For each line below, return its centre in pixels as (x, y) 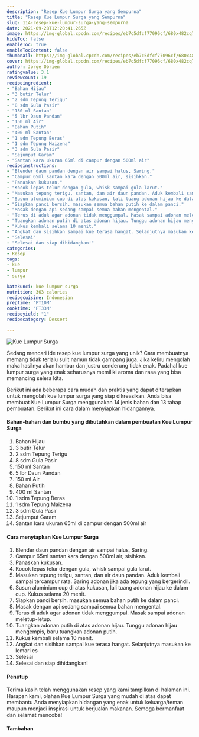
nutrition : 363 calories (37, 292)
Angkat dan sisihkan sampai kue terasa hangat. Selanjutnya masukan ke (103, 644)
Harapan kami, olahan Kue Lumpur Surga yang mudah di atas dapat (89, 696)
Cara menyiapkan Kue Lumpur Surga (53, 537)
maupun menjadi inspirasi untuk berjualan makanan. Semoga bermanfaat (96, 709)
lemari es (26, 651)
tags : (13, 259)
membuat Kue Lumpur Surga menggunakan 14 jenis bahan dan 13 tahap (94, 402)
